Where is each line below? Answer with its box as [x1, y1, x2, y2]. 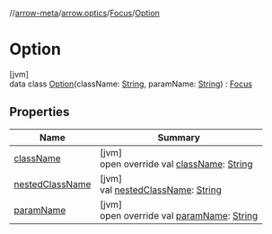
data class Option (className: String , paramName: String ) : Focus [9, 78, 253, 89]
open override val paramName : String [100, 209, 259, 221]
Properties [9, 104, 70, 120]
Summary [157, 130, 200, 143]
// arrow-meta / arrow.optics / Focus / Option [9, 8, 160, 18]
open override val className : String [100, 157, 253, 170]
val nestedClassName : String [100, 184, 222, 196]
